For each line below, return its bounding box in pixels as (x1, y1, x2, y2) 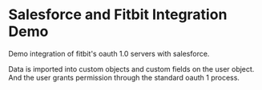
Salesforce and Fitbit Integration (8, 6, 228, 24)
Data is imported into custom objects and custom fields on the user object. (8, 64, 255, 73)
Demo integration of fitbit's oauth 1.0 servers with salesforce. (8, 49, 210, 58)
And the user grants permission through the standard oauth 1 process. (8, 72, 240, 82)
